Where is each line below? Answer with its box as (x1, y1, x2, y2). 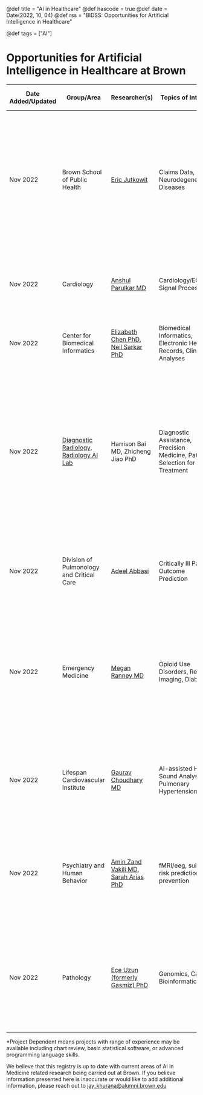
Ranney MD (111, 671, 144, 680)
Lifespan (62, 768, 87, 776)
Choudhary (111, 775, 143, 784)
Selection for (159, 458, 195, 467)
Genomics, (159, 969, 190, 978)
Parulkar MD (111, 283, 146, 292)
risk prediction (159, 868, 200, 877)
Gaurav (111, 768, 132, 776)
